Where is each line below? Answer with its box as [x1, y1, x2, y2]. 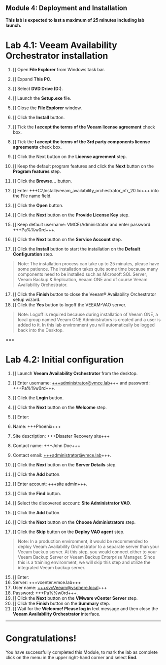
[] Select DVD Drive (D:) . [12, 85, 63, 91]
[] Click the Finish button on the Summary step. [12, 600, 110, 606]
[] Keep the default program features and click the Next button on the [12, 163, 154, 169]
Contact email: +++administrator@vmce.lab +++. [12, 452, 112, 458]
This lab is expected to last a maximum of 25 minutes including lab [5, 17, 145, 23]
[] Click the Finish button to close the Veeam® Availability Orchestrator [12, 291, 157, 297]
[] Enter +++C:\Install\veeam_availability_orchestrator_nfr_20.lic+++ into [12, 187, 159, 193]
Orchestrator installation [5, 50, 108, 61]
